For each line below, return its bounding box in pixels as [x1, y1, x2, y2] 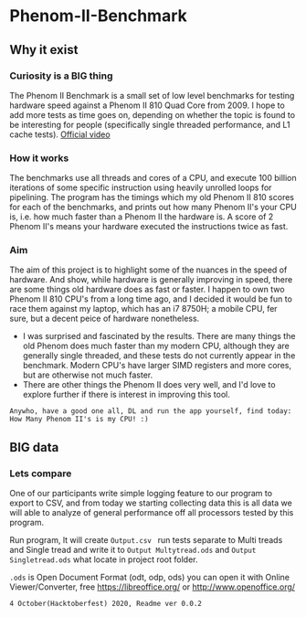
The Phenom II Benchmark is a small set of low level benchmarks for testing [9, 90, 295, 101]
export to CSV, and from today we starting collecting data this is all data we [9, 497, 292, 508]
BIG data [9, 440, 59, 455]
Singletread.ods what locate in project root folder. [9, 554, 198, 565]
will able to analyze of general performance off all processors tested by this [9, 507, 294, 518]
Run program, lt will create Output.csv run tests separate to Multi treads [9, 535, 283, 546]
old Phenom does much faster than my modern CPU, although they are [22, 340, 290, 352]
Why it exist [9, 42, 79, 58]
